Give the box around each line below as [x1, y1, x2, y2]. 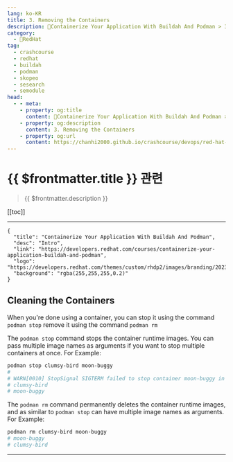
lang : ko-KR [7, 10, 42, 17]
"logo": [13, 258, 36, 265]
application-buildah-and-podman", [7, 252, 107, 259]
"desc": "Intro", [13, 240, 64, 247]
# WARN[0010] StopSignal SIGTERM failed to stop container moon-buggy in [7, 375, 225, 382]
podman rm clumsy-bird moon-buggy [7, 429, 107, 436]
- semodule [13, 87, 45, 94]
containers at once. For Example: [7, 348, 102, 357]
